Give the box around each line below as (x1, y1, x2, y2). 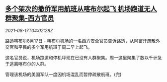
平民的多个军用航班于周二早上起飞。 (18, 44, 92, 50)
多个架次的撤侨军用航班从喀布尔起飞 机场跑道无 (5, 4, 151, 13)
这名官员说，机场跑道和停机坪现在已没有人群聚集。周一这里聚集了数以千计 (5, 54, 158, 61)
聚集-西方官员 (11, 14, 54, 22)
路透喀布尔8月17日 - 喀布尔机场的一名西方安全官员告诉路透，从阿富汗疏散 (5, 38, 156, 44)
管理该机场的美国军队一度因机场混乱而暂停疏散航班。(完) (5, 71, 122, 77)
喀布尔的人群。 (18, 61, 49, 67)
